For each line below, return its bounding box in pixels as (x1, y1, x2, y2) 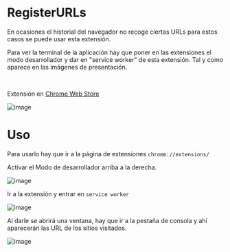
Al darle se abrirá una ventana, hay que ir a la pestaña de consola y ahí (7, 216, 207, 224)
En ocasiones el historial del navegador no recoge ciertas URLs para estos (7, 28, 218, 36)
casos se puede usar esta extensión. (7, 34, 111, 43)
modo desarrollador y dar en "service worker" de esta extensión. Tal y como (7, 55, 224, 63)
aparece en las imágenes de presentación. (7, 63, 128, 71)
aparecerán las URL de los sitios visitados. (7, 224, 127, 232)
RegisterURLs (7, 5, 87, 21)
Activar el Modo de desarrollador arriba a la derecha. (7, 163, 157, 171)
